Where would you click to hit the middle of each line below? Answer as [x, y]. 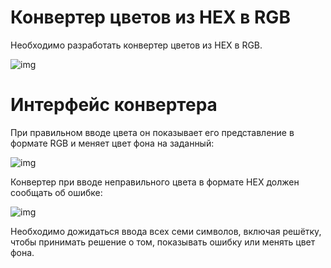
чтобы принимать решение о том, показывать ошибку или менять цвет [163, 242]
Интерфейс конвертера [114, 105]
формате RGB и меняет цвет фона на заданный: [112, 143]
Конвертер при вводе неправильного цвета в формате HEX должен [155, 182]
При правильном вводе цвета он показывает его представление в [152, 132]
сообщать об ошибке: [56, 192]
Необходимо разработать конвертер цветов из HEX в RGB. [136, 45]
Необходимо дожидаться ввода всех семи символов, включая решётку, [166, 231]
